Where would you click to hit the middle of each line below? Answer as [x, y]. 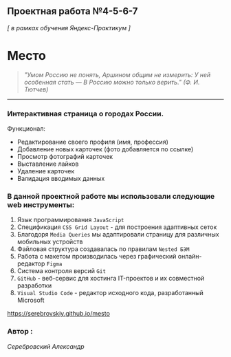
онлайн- [190, 257]
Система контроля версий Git [62, 271]
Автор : [20, 332]
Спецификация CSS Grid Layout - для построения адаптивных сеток [117, 227]
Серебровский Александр [46, 346]
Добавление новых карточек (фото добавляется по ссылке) [105, 149]
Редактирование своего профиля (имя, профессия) [92, 142]
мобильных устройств [50, 242]
